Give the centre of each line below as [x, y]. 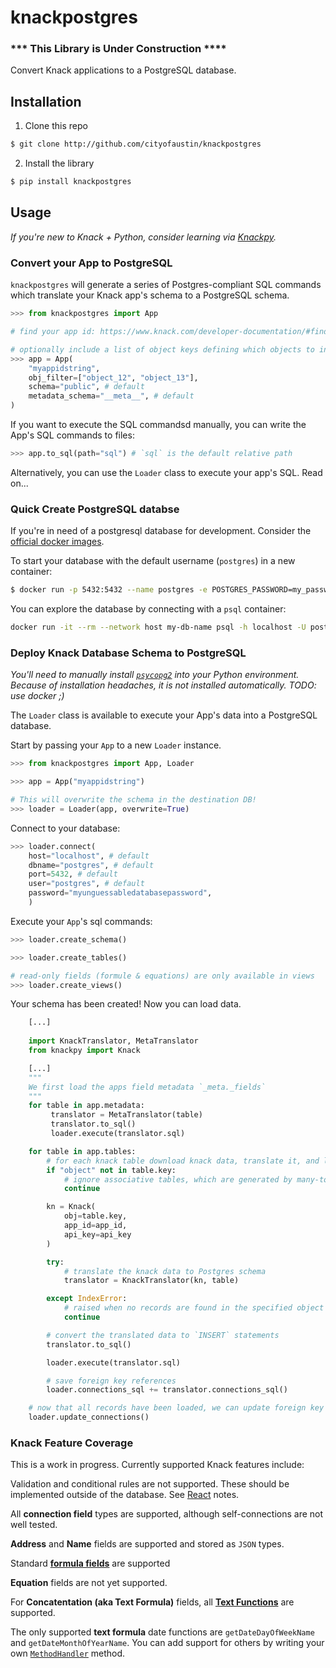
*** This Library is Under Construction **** [118, 49]
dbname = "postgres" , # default [91, 865]
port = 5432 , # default [73, 874]
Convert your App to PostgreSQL [91, 263]
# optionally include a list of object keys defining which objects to [162, 349]
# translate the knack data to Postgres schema [165, 1271]
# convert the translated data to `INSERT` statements [163, 1335]
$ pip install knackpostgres [71, 182]
